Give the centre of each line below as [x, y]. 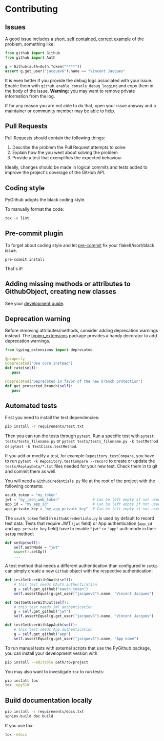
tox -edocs [16, 734]
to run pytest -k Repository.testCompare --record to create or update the [80, 461]
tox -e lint [17, 218]
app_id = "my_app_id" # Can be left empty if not [77, 504]
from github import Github [32, 53]
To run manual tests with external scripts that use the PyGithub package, [78, 648]
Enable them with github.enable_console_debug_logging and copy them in [79, 86]
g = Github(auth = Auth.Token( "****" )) [43, 66]
